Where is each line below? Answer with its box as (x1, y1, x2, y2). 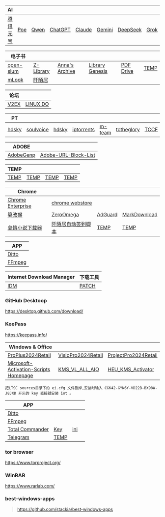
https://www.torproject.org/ (5, 460, 61, 465)
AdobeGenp (7, 152, 36, 158)
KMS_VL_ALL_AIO (58, 366, 99, 373)
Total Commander (7, 426, 49, 432)
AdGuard (96, 211, 118, 218)
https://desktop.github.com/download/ (5, 308, 83, 314)
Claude (75, 27, 92, 33)
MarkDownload (122, 211, 158, 218)
